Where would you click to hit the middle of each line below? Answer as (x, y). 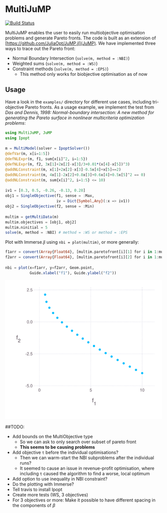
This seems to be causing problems (57, 447)
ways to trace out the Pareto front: (40, 48)
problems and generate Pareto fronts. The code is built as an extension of (81, 38)
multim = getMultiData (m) (32, 217)
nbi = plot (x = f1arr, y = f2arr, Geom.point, (50, 268)
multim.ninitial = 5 (27, 227)
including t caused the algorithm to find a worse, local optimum (85, 473)
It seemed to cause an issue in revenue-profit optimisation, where (87, 468)
